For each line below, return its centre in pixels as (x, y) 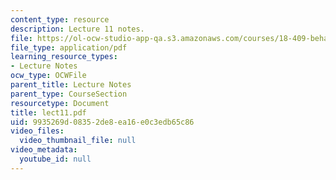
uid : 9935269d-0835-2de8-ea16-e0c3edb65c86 (102, 122)
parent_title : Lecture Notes (71, 85)
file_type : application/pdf (69, 47)
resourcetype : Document (60, 103)
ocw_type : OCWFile (48, 76)
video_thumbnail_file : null (78, 141)
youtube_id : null (55, 159)
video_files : (37, 131)
